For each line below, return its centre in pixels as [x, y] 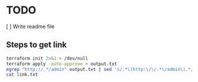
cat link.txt [22, 75]
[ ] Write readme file [30, 26]
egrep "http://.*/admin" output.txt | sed [59, 69]
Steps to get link [37, 45]
